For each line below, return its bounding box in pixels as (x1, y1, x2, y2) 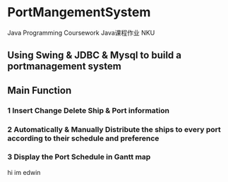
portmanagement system (7, 61, 121, 73)
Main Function (7, 84, 72, 96)
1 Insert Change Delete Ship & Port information (7, 105, 169, 115)
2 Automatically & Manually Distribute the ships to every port (7, 124, 221, 134)
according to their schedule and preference (7, 133, 160, 143)
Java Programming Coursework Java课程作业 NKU (7, 28, 155, 37)
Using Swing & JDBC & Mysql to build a (7, 49, 182, 61)
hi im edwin (7, 168, 41, 176)
